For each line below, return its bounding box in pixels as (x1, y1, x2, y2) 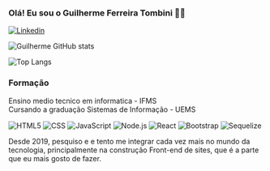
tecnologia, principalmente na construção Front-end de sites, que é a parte (8, 145, 259, 155)
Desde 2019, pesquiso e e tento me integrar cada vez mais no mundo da (8, 137, 251, 147)
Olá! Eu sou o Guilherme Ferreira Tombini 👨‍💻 (8, 7, 186, 19)
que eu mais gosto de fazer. (8, 154, 101, 164)
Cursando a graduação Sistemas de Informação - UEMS (8, 105, 196, 114)
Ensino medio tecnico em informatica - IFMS (8, 96, 157, 105)
